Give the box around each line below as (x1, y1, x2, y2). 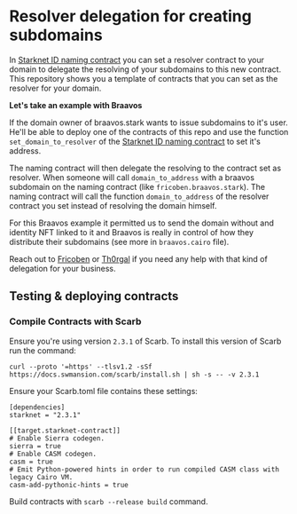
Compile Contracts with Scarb (9, 315, 142, 328)
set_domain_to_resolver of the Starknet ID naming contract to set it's (9, 136, 262, 146)
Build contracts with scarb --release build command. (9, 495, 208, 507)
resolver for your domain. (9, 83, 102, 93)
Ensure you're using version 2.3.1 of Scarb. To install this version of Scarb (9, 336, 282, 346)
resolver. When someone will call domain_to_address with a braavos (9, 171, 255, 183)
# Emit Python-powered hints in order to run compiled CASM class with (9, 464, 279, 474)
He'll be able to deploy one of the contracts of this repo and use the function (9, 126, 289, 137)
